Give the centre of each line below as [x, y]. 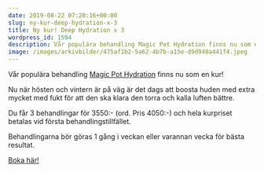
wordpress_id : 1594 [40, 37]
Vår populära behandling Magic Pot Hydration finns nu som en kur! [116, 74]
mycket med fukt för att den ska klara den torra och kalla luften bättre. [121, 98]
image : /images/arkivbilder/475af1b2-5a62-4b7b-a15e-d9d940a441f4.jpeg [128, 52]
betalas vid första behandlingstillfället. [70, 121]
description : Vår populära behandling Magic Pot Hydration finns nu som [130, 45]
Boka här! [24, 160]
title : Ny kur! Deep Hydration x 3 [66, 30]
